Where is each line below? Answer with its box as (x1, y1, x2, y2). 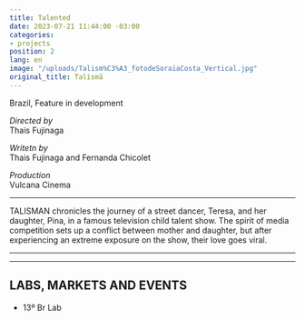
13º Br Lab (22, 302, 62, 313)
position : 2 (9, 47, 54, 56)
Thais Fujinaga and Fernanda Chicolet (9, 152, 152, 163)
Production (9, 169, 51, 180)
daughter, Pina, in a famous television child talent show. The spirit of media (9, 215, 290, 225)
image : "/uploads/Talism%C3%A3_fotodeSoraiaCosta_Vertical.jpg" (9, 65, 258, 74)
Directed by (9, 115, 53, 125)
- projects (9, 38, 51, 48)
